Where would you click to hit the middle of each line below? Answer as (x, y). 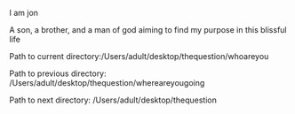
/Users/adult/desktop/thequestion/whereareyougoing (107, 83)
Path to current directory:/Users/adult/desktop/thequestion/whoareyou (139, 56)
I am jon (24, 13)
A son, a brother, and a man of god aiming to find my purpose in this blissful (148, 30)
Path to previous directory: (58, 73)
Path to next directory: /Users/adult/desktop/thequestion (113, 100)
